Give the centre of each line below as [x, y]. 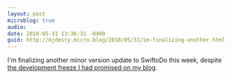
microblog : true [31, 20]
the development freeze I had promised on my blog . [83, 68]
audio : [17, 27]
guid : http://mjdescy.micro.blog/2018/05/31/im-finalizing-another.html [116, 40]
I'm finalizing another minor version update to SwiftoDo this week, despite [115, 60]
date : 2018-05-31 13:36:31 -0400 [56, 34]
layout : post [26, 14]
